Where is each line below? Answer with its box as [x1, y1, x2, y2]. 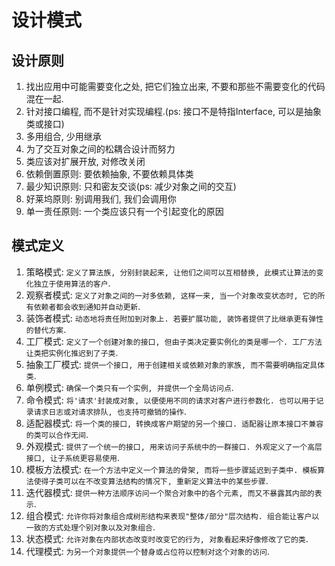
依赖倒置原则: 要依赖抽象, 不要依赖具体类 [25, 168, 194, 180]
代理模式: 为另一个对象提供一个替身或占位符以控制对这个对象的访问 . [25, 545, 270, 557]
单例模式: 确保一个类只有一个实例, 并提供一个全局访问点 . [25, 381, 234, 393]
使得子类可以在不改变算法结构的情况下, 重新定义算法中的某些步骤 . [33, 474, 269, 486]
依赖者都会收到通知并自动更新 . [33, 300, 141, 312]
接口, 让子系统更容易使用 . [25, 451, 120, 463]
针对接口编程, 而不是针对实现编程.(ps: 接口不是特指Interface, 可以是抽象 [25, 106, 322, 117]
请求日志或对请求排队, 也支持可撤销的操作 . [33, 405, 187, 417]
